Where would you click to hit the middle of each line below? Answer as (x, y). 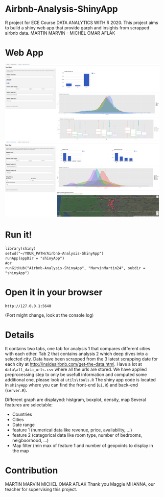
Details (20, 335)
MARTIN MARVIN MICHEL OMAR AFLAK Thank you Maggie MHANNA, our (80, 484)
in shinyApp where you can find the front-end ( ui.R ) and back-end (71, 385)
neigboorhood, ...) (30, 440)
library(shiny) (21, 248)
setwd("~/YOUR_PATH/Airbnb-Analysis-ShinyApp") (55, 253)
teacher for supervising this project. (41, 489)
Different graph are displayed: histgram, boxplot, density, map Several (76, 400)
